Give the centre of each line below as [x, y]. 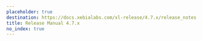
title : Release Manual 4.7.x [43, 23]
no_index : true [25, 29]
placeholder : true [29, 12]
